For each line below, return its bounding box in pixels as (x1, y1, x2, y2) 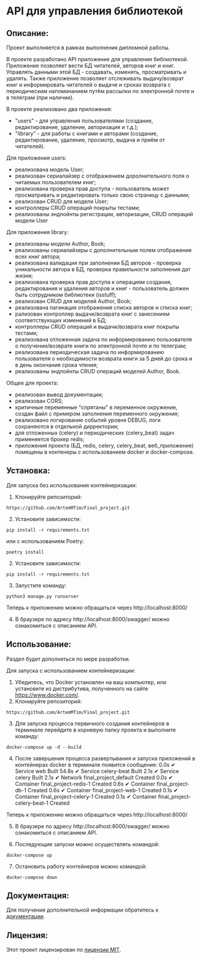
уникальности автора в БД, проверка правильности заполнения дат (14, 266, 191, 272)
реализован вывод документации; (14, 391, 104, 398)
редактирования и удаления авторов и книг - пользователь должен (14, 285, 189, 292)
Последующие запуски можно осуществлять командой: (14, 840, 160, 847)
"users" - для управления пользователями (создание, (14, 117, 154, 124)
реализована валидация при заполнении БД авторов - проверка (14, 259, 181, 266)
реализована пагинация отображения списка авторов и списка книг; (14, 304, 193, 311)
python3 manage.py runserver (6, 593, 79, 600)
